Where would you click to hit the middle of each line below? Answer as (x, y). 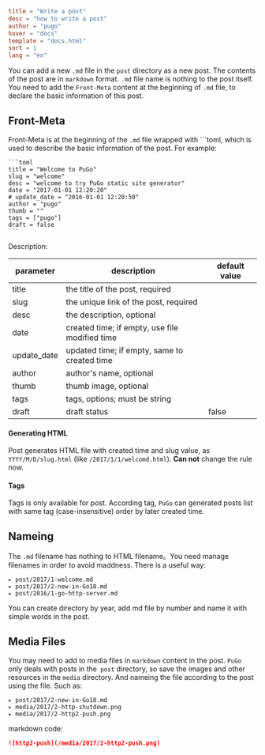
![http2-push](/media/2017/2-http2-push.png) (84, 743)
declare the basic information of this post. (76, 96)
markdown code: (35, 728)
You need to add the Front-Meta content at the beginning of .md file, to (122, 88)
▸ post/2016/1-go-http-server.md (63, 594)
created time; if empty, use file (122, 327)
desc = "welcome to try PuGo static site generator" (97, 183)
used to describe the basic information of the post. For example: (112, 148)
